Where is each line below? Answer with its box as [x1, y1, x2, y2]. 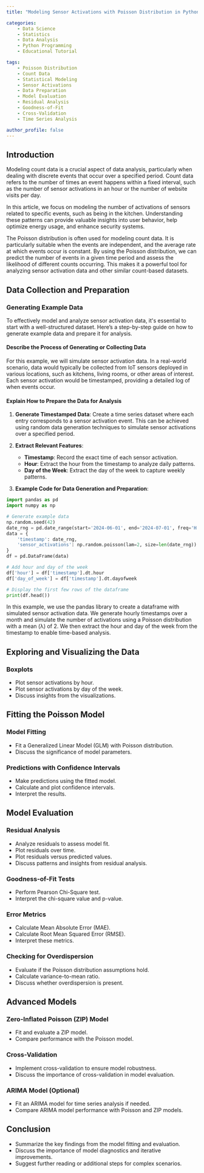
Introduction [6, 149, 55, 160]
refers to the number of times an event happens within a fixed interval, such [6, 179, 196, 186]
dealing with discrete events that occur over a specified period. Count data [6, 172, 194, 180]
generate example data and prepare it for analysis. [6, 330, 132, 337]
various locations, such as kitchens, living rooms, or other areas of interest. [6, 370, 194, 378]
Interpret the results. [15, 790, 67, 797]
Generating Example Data [6, 303, 83, 312]
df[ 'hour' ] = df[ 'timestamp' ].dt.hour [6, 569, 104, 576]
